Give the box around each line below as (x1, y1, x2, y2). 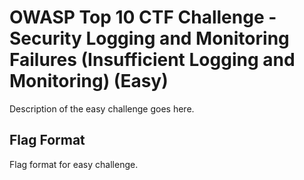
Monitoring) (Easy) (9, 70, 169, 93)
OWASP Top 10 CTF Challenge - (9, 6, 277, 29)
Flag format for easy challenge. (9, 158, 139, 170)
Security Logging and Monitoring (9, 27, 290, 50)
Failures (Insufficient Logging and (9, 49, 296, 71)
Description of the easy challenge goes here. (9, 102, 195, 115)
